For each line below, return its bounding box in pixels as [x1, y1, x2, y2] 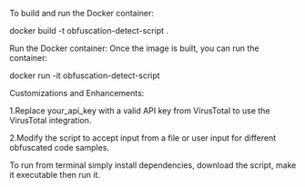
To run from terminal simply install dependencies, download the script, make [9, 160, 297, 171]
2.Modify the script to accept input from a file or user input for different [9, 133, 277, 143]
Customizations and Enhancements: [9, 88, 145, 98]
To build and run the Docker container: [9, 8, 155, 18]
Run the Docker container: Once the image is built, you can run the [9, 43, 259, 54]
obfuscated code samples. [9, 143, 110, 153]
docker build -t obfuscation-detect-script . [9, 25, 169, 35]
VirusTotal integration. [9, 115, 92, 125]
